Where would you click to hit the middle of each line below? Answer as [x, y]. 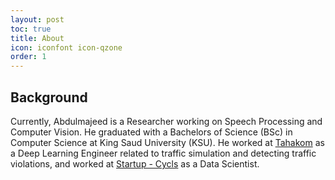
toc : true [31, 29]
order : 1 [28, 57]
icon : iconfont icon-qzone [66, 47]
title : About [37, 38]
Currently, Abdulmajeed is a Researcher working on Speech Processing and [166, 121]
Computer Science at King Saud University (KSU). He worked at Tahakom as [167, 142]
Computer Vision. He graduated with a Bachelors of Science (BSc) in [151, 132]
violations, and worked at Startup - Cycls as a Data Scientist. [135, 163]
